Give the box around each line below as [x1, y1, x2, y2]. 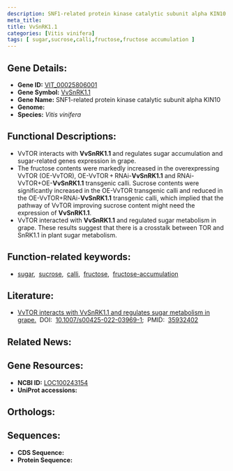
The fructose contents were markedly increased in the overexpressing [17, 164, 220, 172]
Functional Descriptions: [7, 131, 116, 143]
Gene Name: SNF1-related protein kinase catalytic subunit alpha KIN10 [17, 95, 221, 103]
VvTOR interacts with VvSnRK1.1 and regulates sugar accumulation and [17, 149, 223, 157]
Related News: [7, 336, 72, 348]
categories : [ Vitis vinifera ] [7, 29, 96, 37]
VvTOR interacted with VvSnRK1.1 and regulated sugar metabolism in [17, 216, 217, 224]
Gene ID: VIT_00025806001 [17, 80, 98, 89]
